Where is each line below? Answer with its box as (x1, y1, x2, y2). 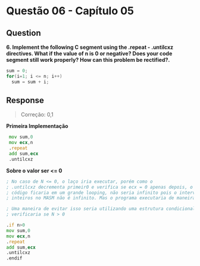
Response (6, 95, 45, 105)
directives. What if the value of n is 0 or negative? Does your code (6, 50, 173, 57)
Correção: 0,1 (20, 111, 54, 118)
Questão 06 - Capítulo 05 (6, 4, 134, 18)
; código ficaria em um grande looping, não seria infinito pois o (6, 189, 177, 196)
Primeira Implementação (6, 123, 68, 130)
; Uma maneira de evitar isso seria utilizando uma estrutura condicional (6, 206, 196, 212)
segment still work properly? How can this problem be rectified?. (6, 57, 170, 63)
